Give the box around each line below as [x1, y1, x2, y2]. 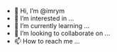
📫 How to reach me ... [13, 37, 80, 45]
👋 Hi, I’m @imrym [13, 7, 65, 15]
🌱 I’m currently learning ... [13, 22, 90, 30]
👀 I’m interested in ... [13, 14, 74, 22]
